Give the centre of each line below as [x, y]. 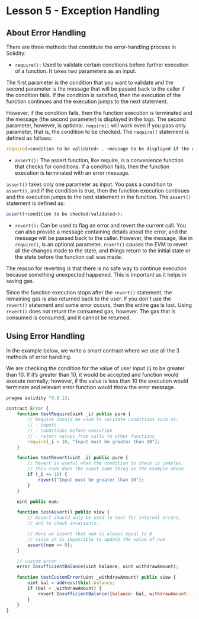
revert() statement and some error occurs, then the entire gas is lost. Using [99, 305]
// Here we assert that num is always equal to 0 [90, 534]
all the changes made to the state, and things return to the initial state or [102, 251]
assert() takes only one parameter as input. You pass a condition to [89, 184]
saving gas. [20, 281]
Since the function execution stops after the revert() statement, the [89, 292]
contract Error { [28, 409]
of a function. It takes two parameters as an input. [76, 71]
